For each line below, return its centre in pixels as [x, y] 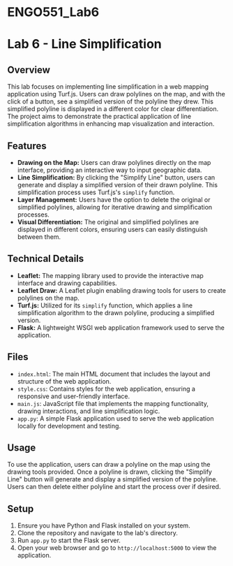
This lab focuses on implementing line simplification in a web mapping [108, 87]
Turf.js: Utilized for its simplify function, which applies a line [105, 305]
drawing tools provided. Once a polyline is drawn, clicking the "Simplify [110, 472]
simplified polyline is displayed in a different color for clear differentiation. [113, 109]
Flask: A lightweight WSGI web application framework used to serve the [121, 327]
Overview [29, 70]
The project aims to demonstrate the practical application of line [99, 117]
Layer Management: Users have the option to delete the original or [114, 199]
